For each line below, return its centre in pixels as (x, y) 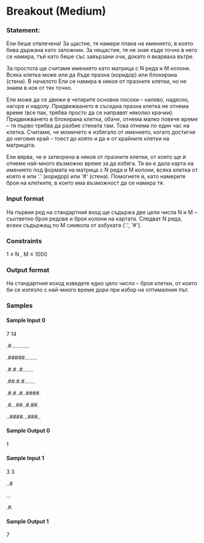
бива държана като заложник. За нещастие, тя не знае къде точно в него (102, 50)
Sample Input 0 (26, 320)
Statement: (23, 31)
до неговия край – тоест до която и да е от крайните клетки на (88, 139)
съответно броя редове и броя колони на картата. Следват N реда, (94, 219)
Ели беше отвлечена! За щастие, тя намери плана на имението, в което (100, 43)
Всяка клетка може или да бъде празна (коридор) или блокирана (92, 75)
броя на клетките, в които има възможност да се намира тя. (85, 183)
